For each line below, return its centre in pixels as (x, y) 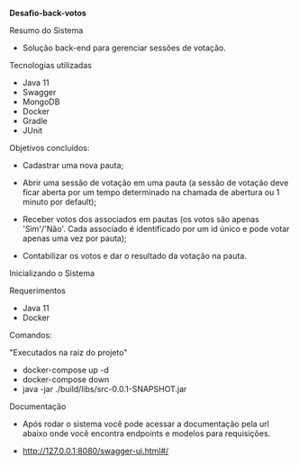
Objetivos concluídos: (50, 148)
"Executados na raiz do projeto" (68, 353)
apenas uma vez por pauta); (75, 238)
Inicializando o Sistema (52, 273)
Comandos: (31, 335)
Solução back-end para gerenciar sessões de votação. (124, 48)
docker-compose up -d (66, 370)
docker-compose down (66, 380)
